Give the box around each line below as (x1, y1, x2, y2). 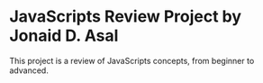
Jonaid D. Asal (9, 25, 119, 46)
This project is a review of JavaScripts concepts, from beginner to (9, 55, 255, 66)
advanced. (9, 65, 50, 76)
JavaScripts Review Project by (9, 6, 241, 27)
